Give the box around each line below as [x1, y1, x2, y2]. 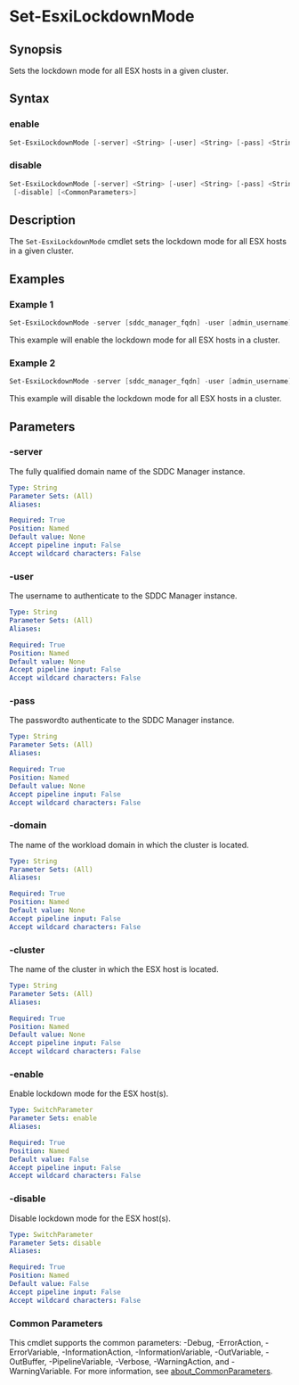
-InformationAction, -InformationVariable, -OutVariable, [61, 1347, 264, 1357]
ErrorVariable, [9, 1347, 61, 1357]
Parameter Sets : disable [9, 1238, 101, 1248]
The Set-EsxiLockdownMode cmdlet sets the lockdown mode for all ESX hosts [9, 236, 287, 247]
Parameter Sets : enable [9, 1114, 98, 1123]
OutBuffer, [9, 1356, 47, 1366]
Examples [9, 271, 65, 286]
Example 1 [9, 298, 54, 310]
